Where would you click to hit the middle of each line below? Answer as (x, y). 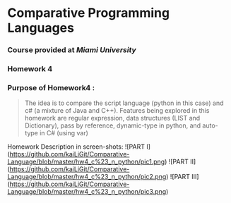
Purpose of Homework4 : (51, 87)
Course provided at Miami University (72, 50)
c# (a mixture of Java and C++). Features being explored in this (117, 111)
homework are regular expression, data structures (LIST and (112, 118)
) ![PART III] (182, 177)
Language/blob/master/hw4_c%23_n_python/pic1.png (86, 162)
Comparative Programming (89, 13)
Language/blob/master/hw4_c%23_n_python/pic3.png (87, 192)
